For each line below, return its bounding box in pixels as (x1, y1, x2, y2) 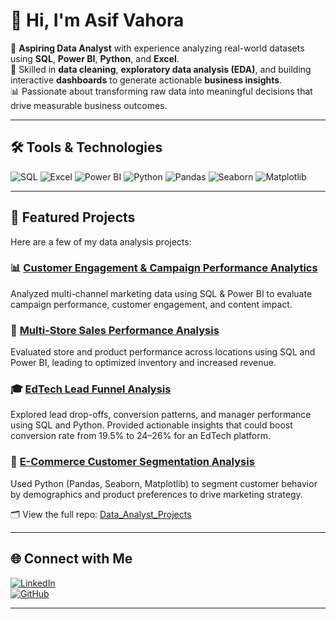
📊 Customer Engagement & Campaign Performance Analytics (10, 261, 318, 275)
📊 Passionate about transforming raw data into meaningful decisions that (10, 85, 313, 97)
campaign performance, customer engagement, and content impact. (10, 298, 293, 310)
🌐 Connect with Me (10, 550, 133, 568)
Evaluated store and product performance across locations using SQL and (10, 346, 316, 358)
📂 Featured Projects (10, 209, 136, 226)
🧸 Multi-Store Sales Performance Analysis (10, 323, 220, 337)
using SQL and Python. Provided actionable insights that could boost (10, 419, 293, 431)
